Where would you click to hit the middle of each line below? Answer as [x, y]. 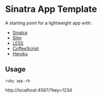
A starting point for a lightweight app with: [48, 23]
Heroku [20, 54]
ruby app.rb [17, 81]
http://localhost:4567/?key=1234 [39, 90]
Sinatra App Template [51, 9]
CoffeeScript [25, 48]
